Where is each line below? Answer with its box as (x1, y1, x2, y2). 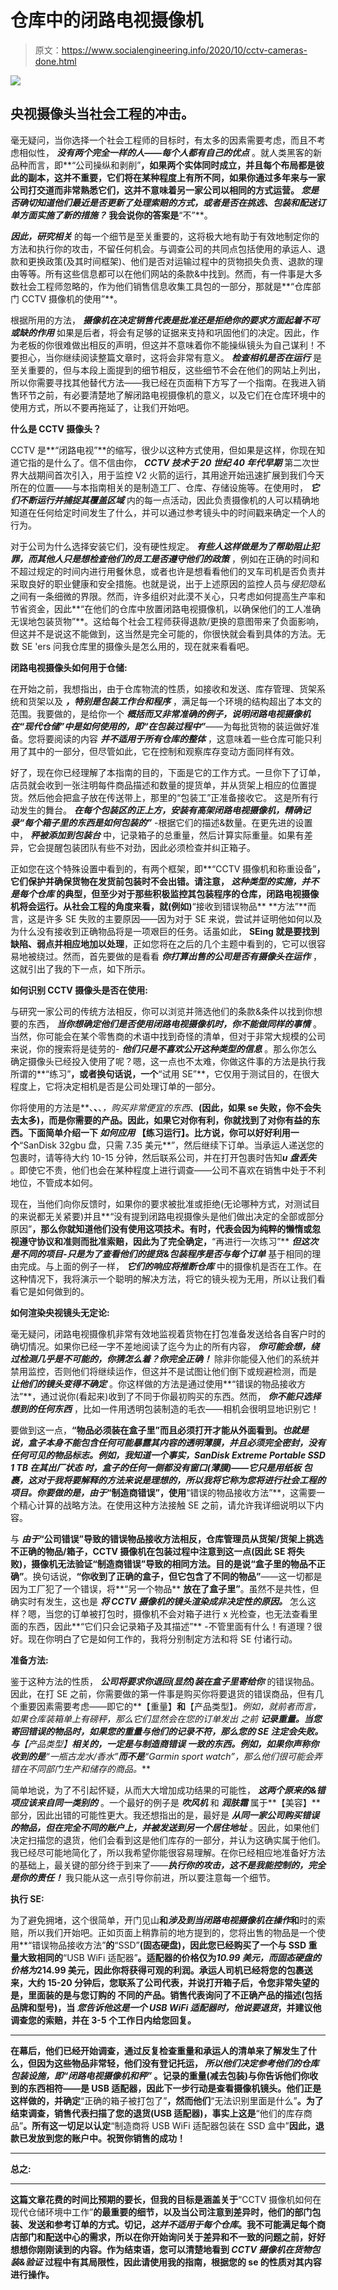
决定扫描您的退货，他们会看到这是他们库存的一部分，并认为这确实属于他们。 (10, 1834, 326, 1846)
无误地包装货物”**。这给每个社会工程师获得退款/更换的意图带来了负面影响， (10, 615, 325, 627)
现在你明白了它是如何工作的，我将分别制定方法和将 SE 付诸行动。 (27, 1632, 298, 1645)
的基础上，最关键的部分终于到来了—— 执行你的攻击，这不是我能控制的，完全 (10, 1859, 326, 1871)
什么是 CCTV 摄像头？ (10, 422, 102, 435)
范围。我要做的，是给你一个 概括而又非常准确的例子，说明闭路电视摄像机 (10, 707, 311, 720)
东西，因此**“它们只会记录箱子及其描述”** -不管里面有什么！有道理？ (27, 1620, 314, 1632)
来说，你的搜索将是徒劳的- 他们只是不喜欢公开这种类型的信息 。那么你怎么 (10, 1042, 318, 1055)
